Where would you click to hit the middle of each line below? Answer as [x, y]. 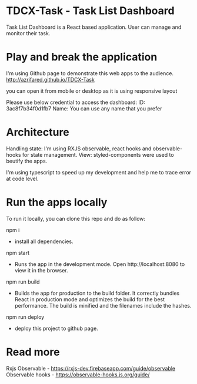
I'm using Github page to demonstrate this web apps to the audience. [90, 73]
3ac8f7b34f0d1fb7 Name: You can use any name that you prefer [84, 108]
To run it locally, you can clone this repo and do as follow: [76, 218]
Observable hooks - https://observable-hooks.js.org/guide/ [78, 375]
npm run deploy [25, 317]
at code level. [22, 178]
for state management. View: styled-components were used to [98, 154]
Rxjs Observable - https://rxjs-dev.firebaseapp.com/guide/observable [91, 368]
